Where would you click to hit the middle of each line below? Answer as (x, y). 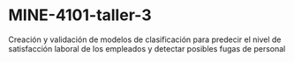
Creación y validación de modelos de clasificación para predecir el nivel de (145, 39)
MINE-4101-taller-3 (80, 15)
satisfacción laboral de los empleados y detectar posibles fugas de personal (147, 48)
